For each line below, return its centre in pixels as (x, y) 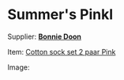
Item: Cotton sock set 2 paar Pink (62, 51)
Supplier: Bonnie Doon (45, 36)
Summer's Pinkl (60, 15)
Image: (19, 67)
